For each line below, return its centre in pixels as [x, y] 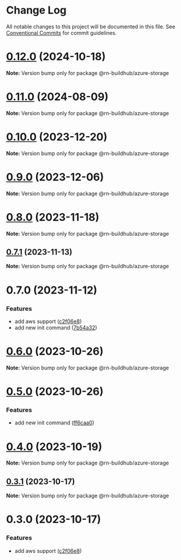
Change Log [36, 10]
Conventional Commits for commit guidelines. [61, 32]
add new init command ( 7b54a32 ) [56, 327]
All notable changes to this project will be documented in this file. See [91, 27]
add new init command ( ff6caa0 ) [54, 423]
